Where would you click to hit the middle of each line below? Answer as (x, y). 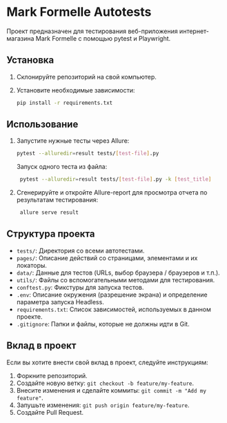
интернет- (194, 31)
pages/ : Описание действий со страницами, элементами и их (107, 258)
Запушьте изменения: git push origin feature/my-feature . (103, 405)
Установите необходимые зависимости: (76, 90)
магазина (20, 38)
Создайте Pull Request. (50, 412)
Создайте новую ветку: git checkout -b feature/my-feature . (105, 383)
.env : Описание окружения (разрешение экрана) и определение (112, 295)
